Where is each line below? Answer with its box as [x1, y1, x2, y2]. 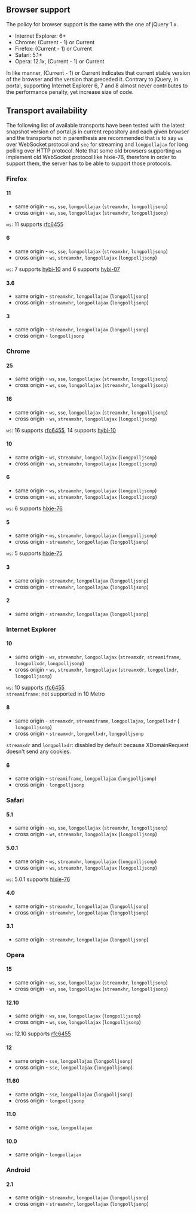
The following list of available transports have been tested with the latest [6, 121, 185, 129]
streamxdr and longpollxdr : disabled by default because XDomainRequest [6, 742, 189, 749]
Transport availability [6, 106, 88, 116]
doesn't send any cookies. [6, 748, 72, 755]
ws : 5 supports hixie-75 [6, 550, 63, 557]
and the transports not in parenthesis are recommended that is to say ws [6, 134, 183, 141]
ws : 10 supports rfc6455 [6, 684, 65, 691]
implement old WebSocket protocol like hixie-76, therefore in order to [6, 153, 176, 160]
